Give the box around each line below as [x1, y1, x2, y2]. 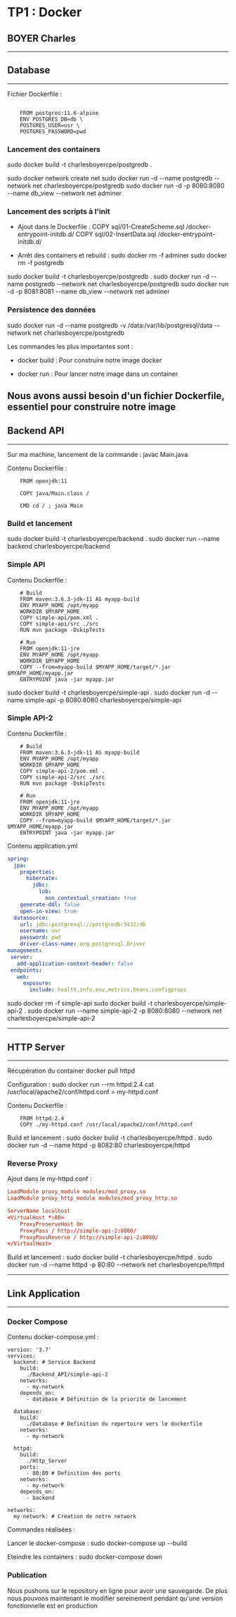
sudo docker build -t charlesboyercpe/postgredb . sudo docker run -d [7, 272, 209, 281]
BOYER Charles [7, 32, 76, 44]
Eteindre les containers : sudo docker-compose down [7, 1553, 163, 1561]
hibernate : [25, 875, 58, 882]
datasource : [13, 914, 49, 921]
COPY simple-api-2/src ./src [20, 774, 105, 781]
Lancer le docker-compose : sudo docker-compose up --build [7, 1539, 188, 1548]
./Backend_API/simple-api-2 [25, 1371, 109, 1379]
